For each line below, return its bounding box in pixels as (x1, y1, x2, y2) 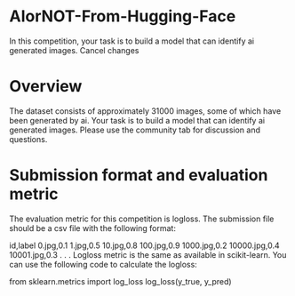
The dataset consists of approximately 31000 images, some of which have (9, 105, 282, 116)
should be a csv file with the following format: (9, 222, 176, 233)
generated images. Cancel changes (9, 44, 140, 55)
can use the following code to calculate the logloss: (9, 259, 197, 269)
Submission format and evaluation (9, 165, 268, 186)
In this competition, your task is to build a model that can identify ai (9, 36, 255, 46)
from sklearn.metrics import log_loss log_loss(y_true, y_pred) (9, 276, 233, 286)
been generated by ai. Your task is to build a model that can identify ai (9, 115, 265, 125)
